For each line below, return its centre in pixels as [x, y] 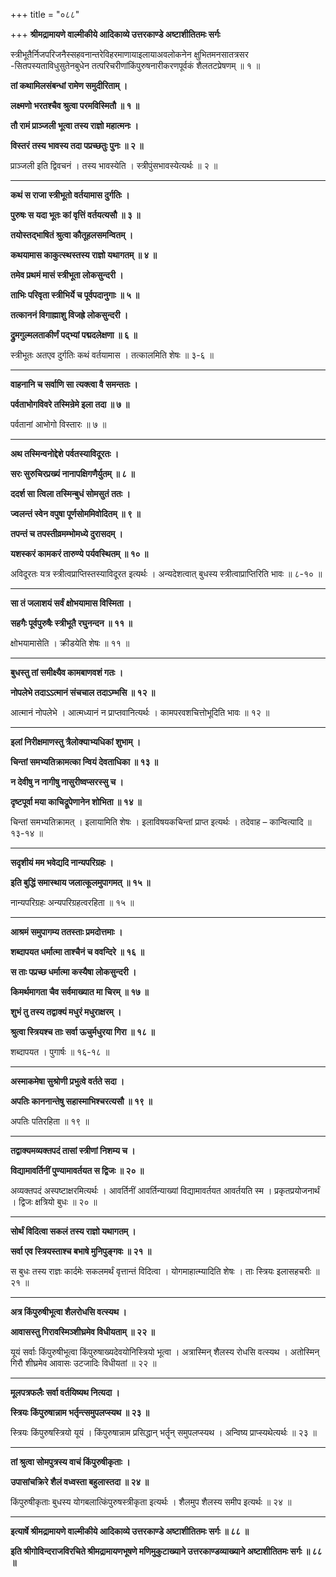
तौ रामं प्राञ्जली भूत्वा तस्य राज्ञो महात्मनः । [74, 125]
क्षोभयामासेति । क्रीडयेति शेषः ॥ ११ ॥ [70, 643]
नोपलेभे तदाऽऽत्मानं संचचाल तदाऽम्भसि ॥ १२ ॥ [83, 692]
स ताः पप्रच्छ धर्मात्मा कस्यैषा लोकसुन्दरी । [73, 972]
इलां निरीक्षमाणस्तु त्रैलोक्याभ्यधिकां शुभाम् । [76, 742]
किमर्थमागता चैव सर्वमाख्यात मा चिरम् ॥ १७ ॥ [79, 992]
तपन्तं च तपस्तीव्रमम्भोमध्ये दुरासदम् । [67, 533]
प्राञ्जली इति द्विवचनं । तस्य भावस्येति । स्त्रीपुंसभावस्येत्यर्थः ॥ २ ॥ [114, 165]
